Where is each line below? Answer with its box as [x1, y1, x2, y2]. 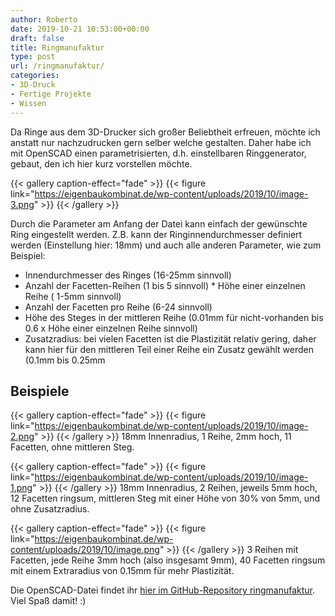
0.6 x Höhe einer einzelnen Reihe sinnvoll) [24, 322, 198, 334]
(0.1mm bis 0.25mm [24, 354, 106, 366]
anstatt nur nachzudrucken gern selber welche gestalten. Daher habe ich [10, 136, 312, 148]
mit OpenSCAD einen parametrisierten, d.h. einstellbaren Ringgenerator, [10, 147, 307, 159]
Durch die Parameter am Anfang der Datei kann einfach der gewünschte [10, 217, 308, 230]
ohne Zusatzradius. [10, 503, 90, 515]
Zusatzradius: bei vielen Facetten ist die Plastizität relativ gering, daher [24, 332, 317, 345]
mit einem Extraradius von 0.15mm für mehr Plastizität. [10, 565, 235, 577]
